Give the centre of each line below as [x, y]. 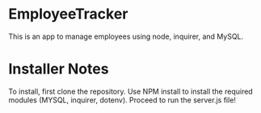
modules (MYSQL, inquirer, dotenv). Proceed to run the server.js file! [122, 100]
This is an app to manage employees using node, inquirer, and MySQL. [126, 36]
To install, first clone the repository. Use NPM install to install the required [130, 91]
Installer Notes [59, 69]
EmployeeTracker [68, 14]
